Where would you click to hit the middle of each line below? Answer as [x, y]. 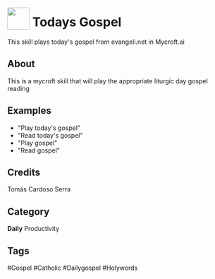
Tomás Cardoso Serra [39, 189]
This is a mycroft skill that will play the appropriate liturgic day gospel [107, 81]
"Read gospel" [38, 150]
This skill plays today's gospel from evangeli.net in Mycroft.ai [96, 42]
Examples [29, 111]
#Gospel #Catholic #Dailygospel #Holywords [73, 268]
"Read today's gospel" [50, 135]
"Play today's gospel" [49, 128]
